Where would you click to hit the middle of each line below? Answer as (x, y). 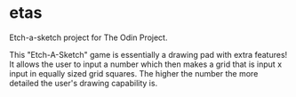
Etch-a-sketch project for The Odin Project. (88, 37)
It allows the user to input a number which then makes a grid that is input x (146, 64)
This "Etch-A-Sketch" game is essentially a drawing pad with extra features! (148, 54)
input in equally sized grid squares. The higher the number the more (134, 73)
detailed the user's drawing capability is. (84, 83)
